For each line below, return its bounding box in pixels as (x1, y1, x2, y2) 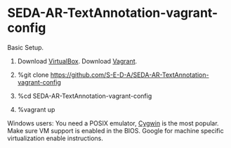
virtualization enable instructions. (7, 134, 104, 142)
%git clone (17, 70, 49, 79)
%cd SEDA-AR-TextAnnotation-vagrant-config (17, 92, 152, 100)
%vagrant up (17, 105, 55, 113)
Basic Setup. (7, 43, 44, 51)
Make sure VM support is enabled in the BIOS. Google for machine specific (7, 126, 224, 135)
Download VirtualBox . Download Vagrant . (17, 56, 138, 65)
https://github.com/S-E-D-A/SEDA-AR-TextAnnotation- (50, 70, 209, 79)
